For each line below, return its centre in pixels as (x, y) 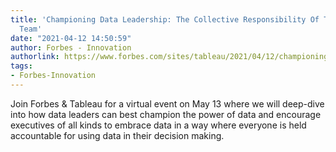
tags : (21, 66)
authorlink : (35, 57)
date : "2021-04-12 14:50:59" (71, 38)
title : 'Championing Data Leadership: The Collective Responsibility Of (165, 19)
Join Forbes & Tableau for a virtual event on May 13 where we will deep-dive (167, 103)
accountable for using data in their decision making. (117, 135)
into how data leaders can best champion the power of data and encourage (166, 114)
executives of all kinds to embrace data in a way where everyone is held (158, 125)
